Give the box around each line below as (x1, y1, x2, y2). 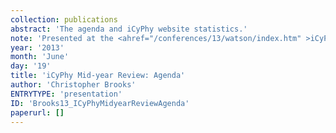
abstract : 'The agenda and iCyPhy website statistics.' (10, 24, 248, 34)
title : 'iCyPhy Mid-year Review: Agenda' (10, 71, 186, 81)
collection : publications (10, 14, 118, 25)
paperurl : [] (10, 107, 65, 118)
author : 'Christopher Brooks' (10, 80, 137, 90)
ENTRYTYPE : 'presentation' (10, 89, 123, 99)
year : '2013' (10, 42, 65, 53)
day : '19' (10, 61, 52, 71)
